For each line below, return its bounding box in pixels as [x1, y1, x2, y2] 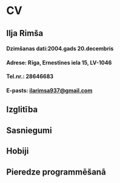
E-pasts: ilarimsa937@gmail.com [6, 87, 93, 94]
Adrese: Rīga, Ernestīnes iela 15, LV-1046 [6, 59, 112, 66]
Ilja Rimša [6, 28, 44, 38]
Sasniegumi [6, 125, 53, 135]
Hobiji [6, 146, 29, 156]
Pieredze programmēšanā [6, 167, 106, 177]
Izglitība [6, 104, 38, 115]
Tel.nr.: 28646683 [6, 73, 54, 80]
